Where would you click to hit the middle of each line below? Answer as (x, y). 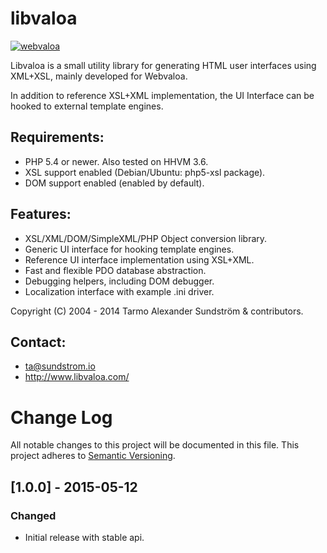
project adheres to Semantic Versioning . (93, 456)
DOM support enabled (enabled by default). (114, 183)
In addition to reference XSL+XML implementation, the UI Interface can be (162, 95)
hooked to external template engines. (87, 106)
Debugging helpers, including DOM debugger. (119, 281)
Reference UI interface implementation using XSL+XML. (139, 259)
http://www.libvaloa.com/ (77, 377)
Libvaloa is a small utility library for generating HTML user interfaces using (163, 65)
